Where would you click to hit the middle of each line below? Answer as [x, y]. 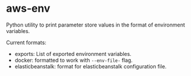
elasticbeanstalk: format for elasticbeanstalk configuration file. [90, 66]
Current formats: [26, 42]
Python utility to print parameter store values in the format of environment [96, 25]
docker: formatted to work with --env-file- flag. [73, 60]
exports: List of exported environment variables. [73, 54]
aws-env [28, 9]
